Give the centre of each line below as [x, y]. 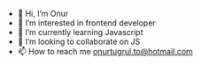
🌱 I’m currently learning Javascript [80, 32]
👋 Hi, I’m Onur [43, 14]
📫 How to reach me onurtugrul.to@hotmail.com [105, 51]
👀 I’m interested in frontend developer [87, 23]
